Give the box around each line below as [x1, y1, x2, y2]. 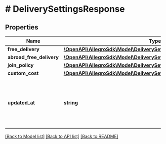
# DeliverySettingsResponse [5, 3, 125, 15]
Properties [5, 23, 39, 31]
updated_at [7, 99, 35, 106]
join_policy [7, 62, 34, 68]
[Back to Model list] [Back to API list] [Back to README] [5, 134, 119, 139]
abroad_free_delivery [7, 54, 59, 60]
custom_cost [7, 70, 39, 77]
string [63, 99, 78, 106]
